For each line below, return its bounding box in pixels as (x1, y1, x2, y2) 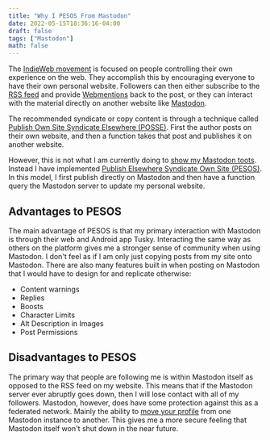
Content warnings (19, 284, 80, 294)
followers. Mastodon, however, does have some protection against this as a (8, 397, 259, 408)
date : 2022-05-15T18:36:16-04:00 (8, 19, 121, 27)
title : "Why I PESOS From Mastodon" (8, 11, 131, 20)
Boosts (19, 301, 44, 311)
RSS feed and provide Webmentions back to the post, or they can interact (8, 90, 253, 99)
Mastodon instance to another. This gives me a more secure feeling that (8, 415, 247, 425)
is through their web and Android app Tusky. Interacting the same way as (8, 234, 251, 244)
